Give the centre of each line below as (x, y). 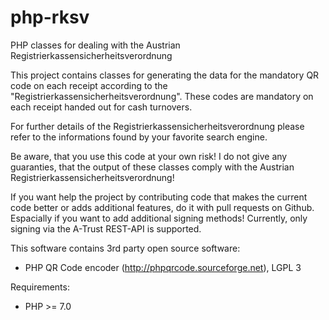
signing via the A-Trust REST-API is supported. (106, 228)
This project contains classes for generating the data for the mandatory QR (165, 75)
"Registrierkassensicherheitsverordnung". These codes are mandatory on (162, 96)
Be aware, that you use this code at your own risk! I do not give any (149, 156)
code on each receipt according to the (89, 85)
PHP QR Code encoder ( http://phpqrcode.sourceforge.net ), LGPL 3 (163, 267)
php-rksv (50, 17)
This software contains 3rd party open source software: (125, 248)
